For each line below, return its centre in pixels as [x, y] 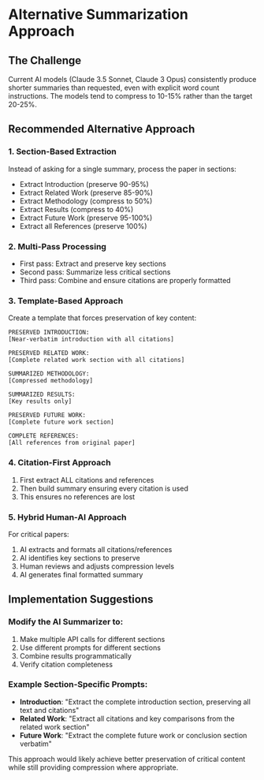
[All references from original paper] [72, 443]
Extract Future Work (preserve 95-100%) [86, 218]
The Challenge [45, 60]
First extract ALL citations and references [87, 480]
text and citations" [49, 710]
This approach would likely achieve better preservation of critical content [127, 759]
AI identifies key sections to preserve [80, 558]
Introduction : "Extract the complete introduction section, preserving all [135, 702]
